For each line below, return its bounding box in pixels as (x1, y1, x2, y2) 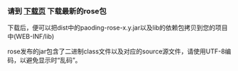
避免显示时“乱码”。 (26, 56, 82, 65)
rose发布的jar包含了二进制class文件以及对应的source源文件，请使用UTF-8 (7, 47, 225, 56)
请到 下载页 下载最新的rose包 (7, 6, 107, 15)
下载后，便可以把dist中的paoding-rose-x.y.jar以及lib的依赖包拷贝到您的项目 (7, 23, 229, 32)
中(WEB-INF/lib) (7, 32, 55, 41)
